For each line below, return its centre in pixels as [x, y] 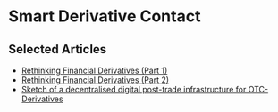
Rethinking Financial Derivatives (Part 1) [94, 70]
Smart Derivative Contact [105, 16]
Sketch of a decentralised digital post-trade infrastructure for [134, 89]
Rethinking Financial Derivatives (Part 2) [95, 80]
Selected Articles [58, 49]
